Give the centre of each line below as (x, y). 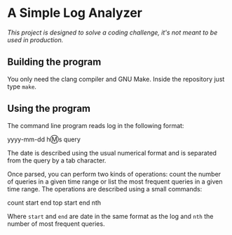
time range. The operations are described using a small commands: (105, 189)
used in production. (35, 39)
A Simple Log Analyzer (75, 13)
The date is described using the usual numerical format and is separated (112, 153)
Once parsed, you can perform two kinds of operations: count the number (114, 174)
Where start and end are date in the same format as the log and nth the (110, 216)
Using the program (49, 109)
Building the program (54, 62)
